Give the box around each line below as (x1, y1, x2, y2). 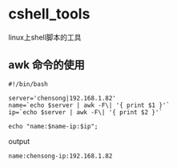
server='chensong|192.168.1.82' (8, 94, 116, 102)
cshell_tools (8, 5, 91, 23)
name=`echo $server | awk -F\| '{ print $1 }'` (8, 101, 171, 109)
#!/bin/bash (8, 80, 48, 88)
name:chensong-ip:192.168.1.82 (8, 152, 113, 160)
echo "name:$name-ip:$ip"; (8, 122, 99, 130)
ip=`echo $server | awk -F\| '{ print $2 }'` (8, 108, 163, 117)
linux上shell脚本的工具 (8, 32, 82, 42)
